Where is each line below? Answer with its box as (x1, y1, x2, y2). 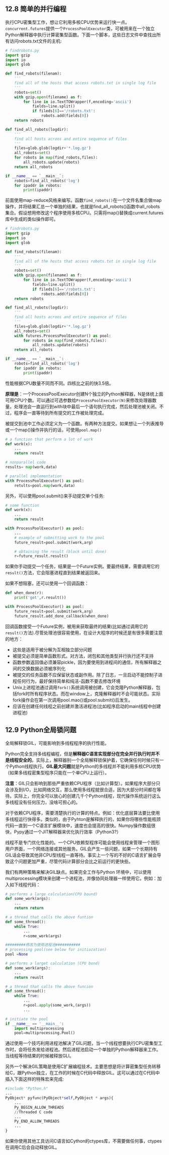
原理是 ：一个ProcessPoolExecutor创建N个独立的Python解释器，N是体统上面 (5, 391, 163, 397)
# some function (5, 503, 39, 508)
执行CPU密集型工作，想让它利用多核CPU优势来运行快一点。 (5, 19, 130, 25)
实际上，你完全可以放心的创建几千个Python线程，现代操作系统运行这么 (14, 793, 161, 799)
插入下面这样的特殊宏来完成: (5, 1076, 64, 1082)
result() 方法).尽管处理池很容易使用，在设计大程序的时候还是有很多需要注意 (5, 630, 163, 636)
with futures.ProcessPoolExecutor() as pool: (14, 333, 112, 338)
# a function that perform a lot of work (5, 437, 94, 442)
